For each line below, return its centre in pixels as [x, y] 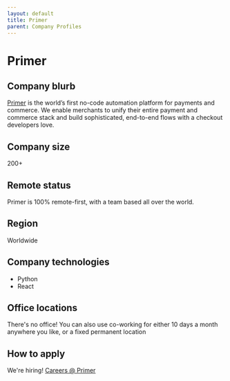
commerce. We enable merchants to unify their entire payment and [103, 110]
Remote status [39, 185]
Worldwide [22, 240]
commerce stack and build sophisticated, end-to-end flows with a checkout [115, 118]
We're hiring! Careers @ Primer [51, 371]
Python [27, 278]
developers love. [31, 125]
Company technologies [58, 262]
